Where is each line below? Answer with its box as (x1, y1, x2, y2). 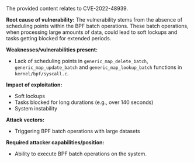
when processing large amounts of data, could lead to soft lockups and (6, 29, 178, 36)
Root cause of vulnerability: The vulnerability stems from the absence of (6, 16, 183, 23)
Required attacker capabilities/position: (6, 139, 105, 145)
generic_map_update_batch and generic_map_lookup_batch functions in (14, 64, 182, 71)
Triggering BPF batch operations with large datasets (14, 128, 140, 134)
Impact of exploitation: (6, 81, 63, 88)
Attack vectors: (6, 116, 45, 123)
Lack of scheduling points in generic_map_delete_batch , (14, 58, 148, 64)
